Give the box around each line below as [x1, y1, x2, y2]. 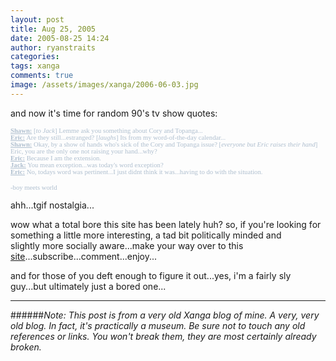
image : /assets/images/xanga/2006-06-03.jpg [10, 80, 199, 90]
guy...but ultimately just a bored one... [10, 280, 167, 292]
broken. [10, 341, 42, 353]
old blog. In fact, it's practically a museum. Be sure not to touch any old [10, 319, 306, 331]
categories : [10, 52, 60, 62]
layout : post [10, 14, 65, 25]
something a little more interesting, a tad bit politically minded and [10, 229, 282, 241]
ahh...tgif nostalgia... [10, 199, 95, 211]
